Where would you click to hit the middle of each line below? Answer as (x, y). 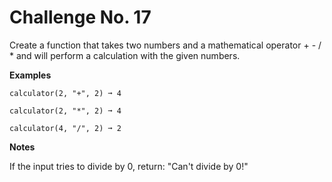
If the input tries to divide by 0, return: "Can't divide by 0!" (129, 166)
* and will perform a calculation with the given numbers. (125, 55)
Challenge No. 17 (80, 17)
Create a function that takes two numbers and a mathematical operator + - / (165, 45)
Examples (30, 75)
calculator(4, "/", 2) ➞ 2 (65, 128)
